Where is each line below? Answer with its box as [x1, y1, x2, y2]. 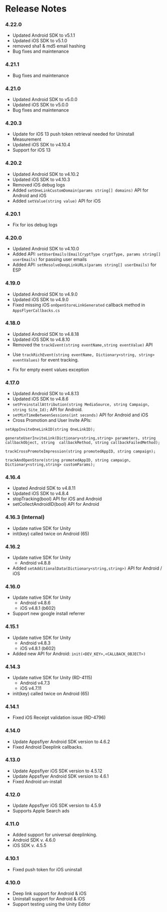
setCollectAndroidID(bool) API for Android [12, 501, 99, 507]
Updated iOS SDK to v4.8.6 [12, 396, 69, 402]
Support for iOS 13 [12, 147, 51, 153]
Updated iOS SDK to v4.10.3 [12, 176, 70, 183]
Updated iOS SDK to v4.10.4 [12, 142, 71, 148]
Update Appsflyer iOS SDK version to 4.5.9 [12, 802, 101, 808]
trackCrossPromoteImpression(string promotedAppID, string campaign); [5, 449, 156, 454]
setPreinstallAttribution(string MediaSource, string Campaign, [12, 402, 150, 407]
